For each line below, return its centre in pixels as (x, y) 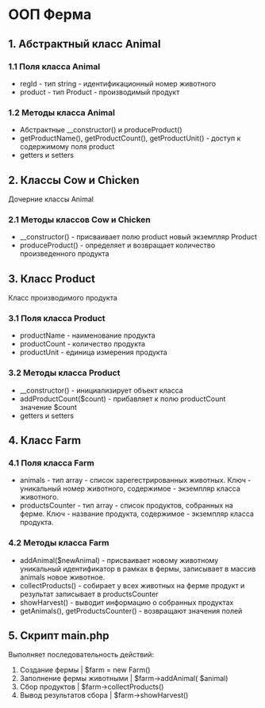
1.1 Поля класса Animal (54, 67)
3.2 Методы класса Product (64, 373)
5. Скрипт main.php (59, 636)
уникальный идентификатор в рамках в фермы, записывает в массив (138, 568)
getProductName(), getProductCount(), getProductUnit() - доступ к (130, 138)
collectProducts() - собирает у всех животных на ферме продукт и (132, 585)
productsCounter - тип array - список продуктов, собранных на (127, 506)
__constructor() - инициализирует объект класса (102, 390)
